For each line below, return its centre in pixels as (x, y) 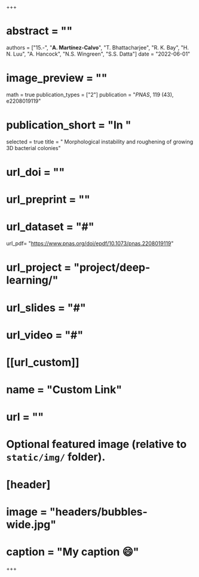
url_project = (39, 268)
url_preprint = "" (48, 199)
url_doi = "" (36, 172)
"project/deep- (112, 268)
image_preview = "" (57, 78)
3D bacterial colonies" (33, 148)
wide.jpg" (31, 524)
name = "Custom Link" (64, 390)
